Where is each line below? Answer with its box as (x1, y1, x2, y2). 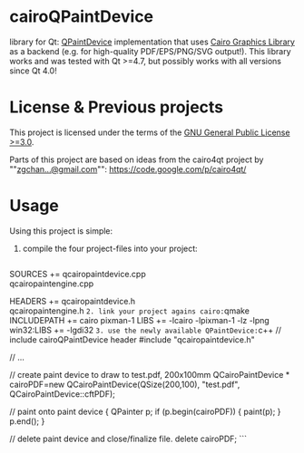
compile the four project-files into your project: (22, 243, 198, 254)
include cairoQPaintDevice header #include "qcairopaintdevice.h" (9, 333, 256, 345)
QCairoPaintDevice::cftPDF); (9, 388, 116, 400)
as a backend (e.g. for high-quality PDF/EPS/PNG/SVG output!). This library (9, 45, 292, 56)
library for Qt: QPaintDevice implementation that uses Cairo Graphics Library (9, 36, 295, 47)
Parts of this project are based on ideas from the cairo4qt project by (9, 154, 264, 165)
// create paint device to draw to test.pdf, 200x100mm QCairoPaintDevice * (9, 369, 290, 380)
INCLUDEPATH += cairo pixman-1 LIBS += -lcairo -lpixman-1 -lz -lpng (9, 314, 270, 325)
